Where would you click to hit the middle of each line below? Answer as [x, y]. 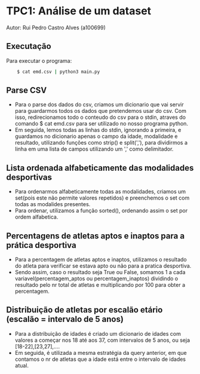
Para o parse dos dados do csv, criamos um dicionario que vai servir [99, 105]
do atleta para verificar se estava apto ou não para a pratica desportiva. [103, 266]
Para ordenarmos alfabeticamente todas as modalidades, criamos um [100, 192]
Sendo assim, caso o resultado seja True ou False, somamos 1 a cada [100, 272]
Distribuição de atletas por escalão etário [84, 310]
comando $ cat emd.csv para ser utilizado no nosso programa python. [101, 124]
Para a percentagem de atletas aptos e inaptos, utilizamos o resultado [101, 260]
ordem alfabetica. [36, 217]
